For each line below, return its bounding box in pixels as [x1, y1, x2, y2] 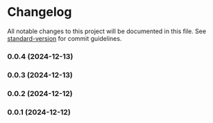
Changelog [7, 4, 72, 20]
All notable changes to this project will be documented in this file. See [7, 27, 207, 35]
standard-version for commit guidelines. [7, 34, 122, 42]
